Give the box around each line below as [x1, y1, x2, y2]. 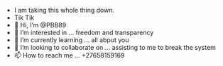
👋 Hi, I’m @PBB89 [13, 21, 67, 29]
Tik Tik [13, 13, 34, 22]
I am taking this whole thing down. [13, 6, 115, 14]
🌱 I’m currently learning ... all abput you [13, 36, 129, 44]
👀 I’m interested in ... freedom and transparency [13, 28, 154, 37]
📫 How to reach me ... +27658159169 [13, 51, 125, 59]
